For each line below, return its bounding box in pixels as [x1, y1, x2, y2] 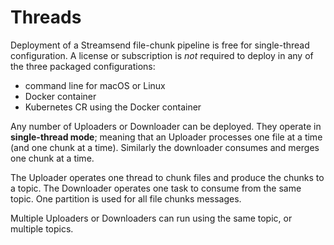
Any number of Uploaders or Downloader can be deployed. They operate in [10, 120, 322, 132]
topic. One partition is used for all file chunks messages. [10, 192, 242, 205]
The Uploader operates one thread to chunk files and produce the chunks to [10, 171, 325, 183]
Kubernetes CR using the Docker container [24, 101, 202, 113]
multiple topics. [10, 222, 74, 235]
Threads [10, 6, 82, 29]
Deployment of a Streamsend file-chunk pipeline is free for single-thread [10, 39, 310, 51]
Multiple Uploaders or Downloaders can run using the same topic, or [10, 212, 293, 224]
